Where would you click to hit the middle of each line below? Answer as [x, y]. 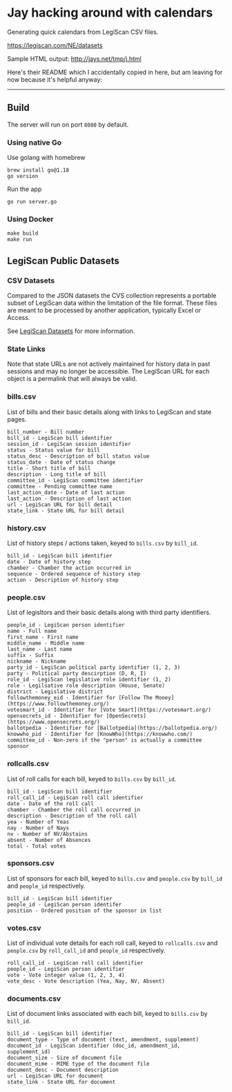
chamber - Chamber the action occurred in [69, 568]
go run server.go [32, 202]
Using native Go [35, 142]
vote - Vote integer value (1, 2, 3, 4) [66, 975]
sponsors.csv [31, 863]
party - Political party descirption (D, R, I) [77, 674]
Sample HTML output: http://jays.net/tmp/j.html [74, 59]
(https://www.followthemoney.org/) [58, 704]
